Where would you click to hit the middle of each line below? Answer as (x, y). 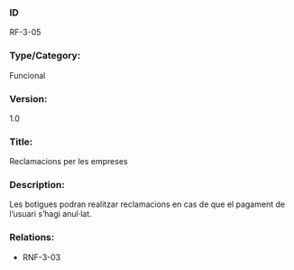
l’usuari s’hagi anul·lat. (51, 214)
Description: (37, 185)
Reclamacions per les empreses (69, 162)
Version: (28, 98)
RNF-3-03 (41, 257)
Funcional (28, 75)
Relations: (32, 237)
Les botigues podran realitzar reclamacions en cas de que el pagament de (147, 204)
